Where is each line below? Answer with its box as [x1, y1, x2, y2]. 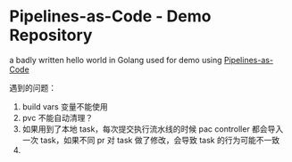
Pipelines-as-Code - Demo [9, 6, 212, 27]
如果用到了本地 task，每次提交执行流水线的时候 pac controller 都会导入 [21, 123, 284, 134]
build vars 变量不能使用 [21, 101, 109, 112]
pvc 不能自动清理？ [21, 112, 94, 123]
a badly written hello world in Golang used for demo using [9, 54, 222, 65]
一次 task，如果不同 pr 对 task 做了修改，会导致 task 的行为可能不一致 [21, 134, 279, 145]
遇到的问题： [9, 82, 56, 93]
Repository [9, 25, 93, 45]
